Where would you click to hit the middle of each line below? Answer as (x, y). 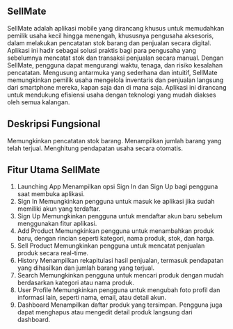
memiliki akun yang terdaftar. (59, 209)
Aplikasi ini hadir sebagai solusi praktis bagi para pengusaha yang (102, 50)
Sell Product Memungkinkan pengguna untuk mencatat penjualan (111, 246)
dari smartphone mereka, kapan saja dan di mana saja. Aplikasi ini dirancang (117, 87)
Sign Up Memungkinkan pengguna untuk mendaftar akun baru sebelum (120, 216)
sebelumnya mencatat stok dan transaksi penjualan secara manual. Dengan (115, 58)
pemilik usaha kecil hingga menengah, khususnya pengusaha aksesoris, (111, 35)
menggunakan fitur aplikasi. (57, 224)
